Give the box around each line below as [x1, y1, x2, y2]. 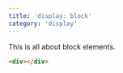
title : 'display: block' [8, 11, 92, 20]
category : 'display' [8, 19, 78, 28]
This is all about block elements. [8, 41, 116, 51]
